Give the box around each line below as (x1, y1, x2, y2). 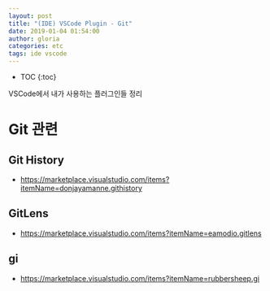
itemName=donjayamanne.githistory (20, 184, 142, 193)
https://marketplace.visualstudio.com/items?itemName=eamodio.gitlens (20, 228, 262, 238)
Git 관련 (8, 120, 59, 139)
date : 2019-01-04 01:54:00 (8, 27, 100, 35)
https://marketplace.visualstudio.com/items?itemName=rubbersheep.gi (20, 273, 260, 283)
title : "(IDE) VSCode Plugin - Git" (8, 20, 133, 28)
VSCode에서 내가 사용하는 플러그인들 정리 (8, 89, 142, 98)
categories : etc (8, 42, 63, 50)
